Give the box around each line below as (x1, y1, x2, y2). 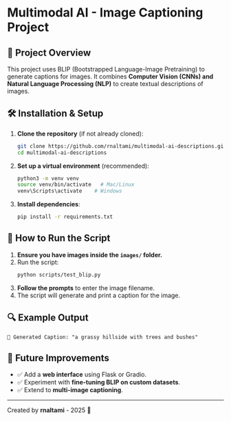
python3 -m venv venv (16, 175, 80, 182)
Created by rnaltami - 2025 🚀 (7, 406, 91, 414)
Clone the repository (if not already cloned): (16, 129, 144, 138)
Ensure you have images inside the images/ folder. (16, 250, 163, 259)
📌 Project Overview (7, 47, 91, 58)
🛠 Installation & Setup (7, 108, 104, 120)
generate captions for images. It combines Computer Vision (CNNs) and (7, 72, 214, 80)
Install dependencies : (16, 200, 80, 208)
